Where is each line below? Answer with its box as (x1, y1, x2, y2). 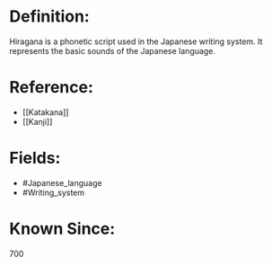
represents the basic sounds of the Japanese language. (9, 45, 215, 56)
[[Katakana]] (22, 106, 69, 118)
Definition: (9, 6, 90, 27)
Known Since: (9, 218, 116, 239)
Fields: (9, 148, 61, 168)
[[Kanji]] (22, 116, 53, 127)
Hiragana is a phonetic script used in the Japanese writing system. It (9, 36, 263, 47)
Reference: (9, 77, 94, 98)
